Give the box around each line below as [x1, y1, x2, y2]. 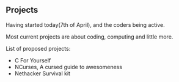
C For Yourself [14, 56, 51, 64]
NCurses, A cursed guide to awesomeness [14, 63, 123, 70]
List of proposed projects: [5, 45, 71, 52]
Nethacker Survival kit [14, 70, 71, 77]
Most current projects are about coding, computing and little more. [5, 33, 174, 40]
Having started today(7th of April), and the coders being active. [5, 21, 166, 28]
